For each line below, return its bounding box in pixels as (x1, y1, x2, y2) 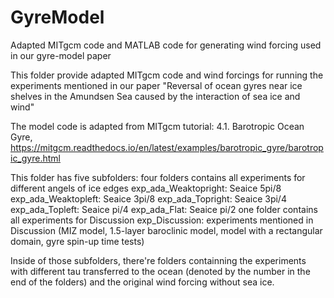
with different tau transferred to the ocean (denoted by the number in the (10, 265, 311, 277)
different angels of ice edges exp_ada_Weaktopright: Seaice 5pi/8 (10, 182, 282, 194)
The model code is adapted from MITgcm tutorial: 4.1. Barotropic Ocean (10, 120, 305, 132)
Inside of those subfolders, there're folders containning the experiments (10, 254, 307, 266)
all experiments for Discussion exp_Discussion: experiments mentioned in (10, 214, 314, 226)
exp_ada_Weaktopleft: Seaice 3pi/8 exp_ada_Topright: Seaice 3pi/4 (10, 192, 287, 205)
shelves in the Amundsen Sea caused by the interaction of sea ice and (10, 90, 301, 102)
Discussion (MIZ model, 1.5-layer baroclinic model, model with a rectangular (10, 224, 323, 236)
